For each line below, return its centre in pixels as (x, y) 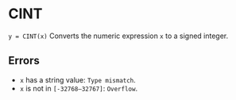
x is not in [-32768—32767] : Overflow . (78, 88)
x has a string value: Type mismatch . (78, 79)
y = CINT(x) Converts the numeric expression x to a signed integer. (118, 36)
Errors (24, 61)
